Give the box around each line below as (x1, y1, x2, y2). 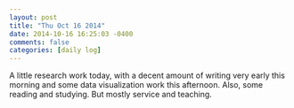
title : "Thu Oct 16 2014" (9, 21, 105, 30)
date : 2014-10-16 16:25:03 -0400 (9, 29, 134, 38)
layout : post (9, 12, 58, 22)
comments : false (9, 37, 69, 47)
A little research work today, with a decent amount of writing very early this (9, 70, 285, 81)
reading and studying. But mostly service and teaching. (9, 89, 212, 100)
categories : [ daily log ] (9, 46, 102, 55)
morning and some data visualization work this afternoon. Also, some (9, 80, 264, 90)
